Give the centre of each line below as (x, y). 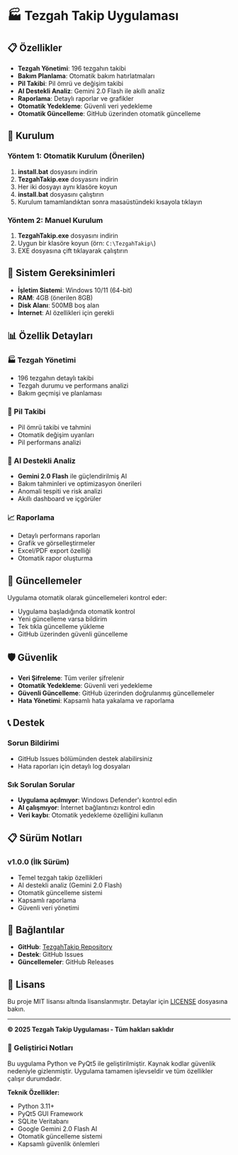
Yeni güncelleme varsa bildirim (62, 619)
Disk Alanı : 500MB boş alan (58, 305)
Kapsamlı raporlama (47, 900)
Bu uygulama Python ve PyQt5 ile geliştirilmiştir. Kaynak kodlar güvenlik (112, 1063)
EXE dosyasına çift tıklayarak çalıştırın (73, 251)
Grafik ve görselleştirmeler (56, 543)
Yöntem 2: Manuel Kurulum (55, 220)
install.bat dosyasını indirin (57, 171)
